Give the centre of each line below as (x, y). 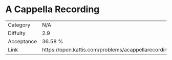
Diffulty (17, 33)
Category (19, 25)
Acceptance (23, 41)
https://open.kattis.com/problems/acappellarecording (106, 49)
